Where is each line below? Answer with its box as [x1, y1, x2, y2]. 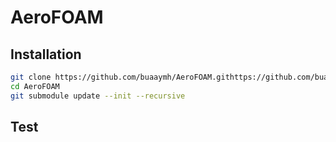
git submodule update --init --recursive [10, 91, 186, 101]
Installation [10, 46, 82, 63]
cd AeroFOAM [10, 81, 60, 91]
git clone [10, 72, 52, 82]
